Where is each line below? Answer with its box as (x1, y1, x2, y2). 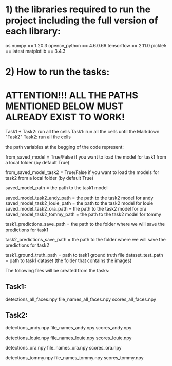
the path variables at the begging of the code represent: (5, 144, 124, 150)
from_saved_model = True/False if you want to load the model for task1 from (5, 154, 167, 160)
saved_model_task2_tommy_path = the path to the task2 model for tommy (5, 211, 162, 217)
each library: (5, 26, 61, 37)
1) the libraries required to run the (5, 4, 150, 15)
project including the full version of (5, 14, 158, 26)
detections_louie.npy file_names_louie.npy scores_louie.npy (5, 335, 132, 341)
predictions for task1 (5, 226, 49, 233)
